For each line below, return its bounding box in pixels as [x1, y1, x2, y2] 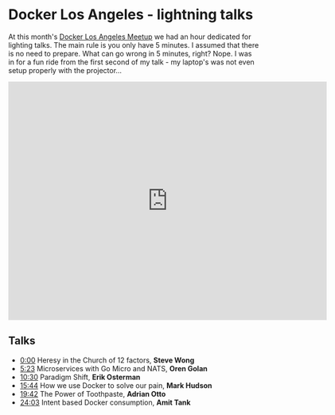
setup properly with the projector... [8, 65, 122, 75]
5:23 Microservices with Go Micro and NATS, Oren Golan [19, 363, 208, 373]
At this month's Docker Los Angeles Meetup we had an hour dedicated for [8, 32, 252, 41]
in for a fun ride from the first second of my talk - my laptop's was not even [8, 57, 255, 67]
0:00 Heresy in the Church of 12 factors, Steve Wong [19, 355, 195, 365]
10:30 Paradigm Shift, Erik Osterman [19, 372, 141, 382]
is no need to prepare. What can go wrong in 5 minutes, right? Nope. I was [8, 48, 252, 58]
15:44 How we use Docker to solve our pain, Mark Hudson [19, 380, 212, 390]
